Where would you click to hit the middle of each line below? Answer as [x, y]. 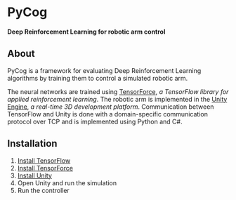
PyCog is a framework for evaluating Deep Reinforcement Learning [104, 70]
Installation [32, 144]
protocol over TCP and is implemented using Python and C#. [95, 121]
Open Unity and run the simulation [67, 182]
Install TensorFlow [44, 160]
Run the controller [44, 190]
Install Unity [35, 175]
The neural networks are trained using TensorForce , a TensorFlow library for [118, 91]
